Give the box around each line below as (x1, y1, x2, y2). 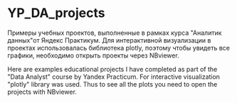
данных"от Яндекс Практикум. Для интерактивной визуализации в (7, 36, 211, 44)
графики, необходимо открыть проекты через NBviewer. (7, 51, 179, 60)
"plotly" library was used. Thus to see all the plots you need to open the (7, 80, 218, 88)
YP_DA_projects (7, 5, 105, 21)
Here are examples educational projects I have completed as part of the (7, 65, 218, 73)
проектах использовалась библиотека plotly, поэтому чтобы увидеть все (7, 43, 230, 52)
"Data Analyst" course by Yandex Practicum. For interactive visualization (7, 72, 221, 81)
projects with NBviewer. (7, 87, 77, 96)
